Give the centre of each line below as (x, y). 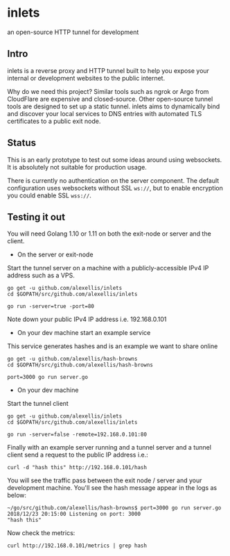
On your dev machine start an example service (84, 333)
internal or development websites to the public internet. (86, 78)
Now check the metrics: (41, 533)
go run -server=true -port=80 (51, 306)
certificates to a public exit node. (54, 121)
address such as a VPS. (41, 275)
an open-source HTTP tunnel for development (73, 32)
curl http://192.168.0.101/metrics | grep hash (77, 546)
